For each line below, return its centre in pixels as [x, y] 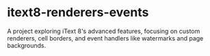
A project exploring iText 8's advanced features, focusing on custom [104, 31]
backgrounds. [27, 45]
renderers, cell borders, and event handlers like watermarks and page [105, 38]
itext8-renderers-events [78, 12]
